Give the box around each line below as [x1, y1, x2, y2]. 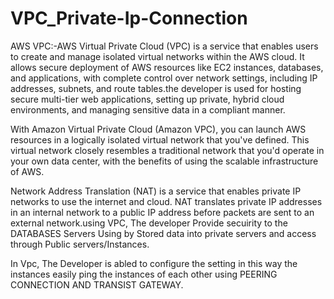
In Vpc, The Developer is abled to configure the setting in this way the [10, 257, 298, 269]
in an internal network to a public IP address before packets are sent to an [10, 206, 315, 218]
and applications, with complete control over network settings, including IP [10, 72, 318, 84]
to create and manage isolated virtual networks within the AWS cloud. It [10, 50, 305, 62]
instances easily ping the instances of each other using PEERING [10, 268, 278, 280]
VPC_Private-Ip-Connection [10, 7, 248, 30]
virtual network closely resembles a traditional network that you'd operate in [10, 144, 325, 156]
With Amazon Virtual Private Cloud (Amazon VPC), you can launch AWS [10, 123, 307, 135]
